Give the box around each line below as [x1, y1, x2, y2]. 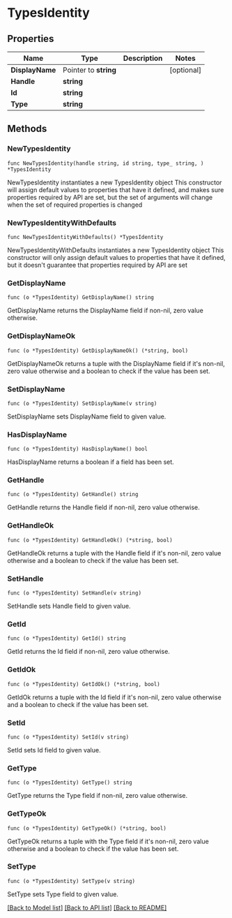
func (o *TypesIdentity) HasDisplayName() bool [7, 446, 148, 453]
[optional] [169, 65, 202, 75]
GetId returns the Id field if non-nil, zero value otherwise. [7, 648, 171, 656]
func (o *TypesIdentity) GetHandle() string [7, 491, 139, 498]
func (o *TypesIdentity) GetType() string [7, 779, 132, 787]
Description [123, 54, 163, 63]
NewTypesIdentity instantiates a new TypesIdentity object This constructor [7, 178, 222, 187]
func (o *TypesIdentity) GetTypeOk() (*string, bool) [7, 824, 167, 832]
